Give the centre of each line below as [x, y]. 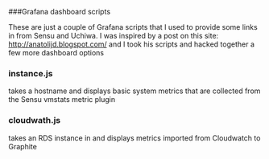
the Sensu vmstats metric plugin [62, 100]
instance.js [31, 73]
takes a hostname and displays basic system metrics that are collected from [134, 91]
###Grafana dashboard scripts [60, 12]
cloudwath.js [35, 120]
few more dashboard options [56, 53]
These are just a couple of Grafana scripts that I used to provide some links [133, 27]
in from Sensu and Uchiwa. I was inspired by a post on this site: [114, 36]
